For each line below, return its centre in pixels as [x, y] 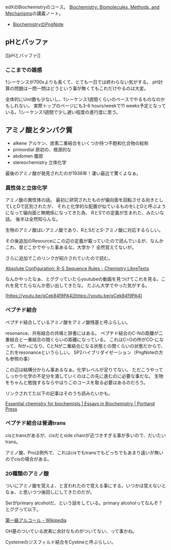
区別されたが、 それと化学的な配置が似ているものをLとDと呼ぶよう [95, 207]
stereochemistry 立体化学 [39, 162]
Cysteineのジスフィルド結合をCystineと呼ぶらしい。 [61, 542]
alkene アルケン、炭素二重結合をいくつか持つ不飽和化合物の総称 [81, 143]
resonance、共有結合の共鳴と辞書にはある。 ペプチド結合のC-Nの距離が [82, 333]
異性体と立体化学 [26, 188]
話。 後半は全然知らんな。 [33, 219]
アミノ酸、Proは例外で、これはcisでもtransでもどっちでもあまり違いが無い [84, 453]
